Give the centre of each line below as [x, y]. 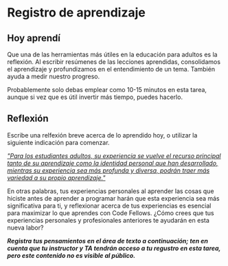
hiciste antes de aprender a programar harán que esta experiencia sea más [113, 198]
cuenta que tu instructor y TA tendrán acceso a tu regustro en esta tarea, [114, 248]
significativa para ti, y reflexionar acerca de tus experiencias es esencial [109, 206]
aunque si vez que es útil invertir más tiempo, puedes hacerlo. [95, 97]
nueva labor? [25, 228]
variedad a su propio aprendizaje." [56, 177]
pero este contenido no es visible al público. [71, 255]
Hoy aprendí [34, 38]
